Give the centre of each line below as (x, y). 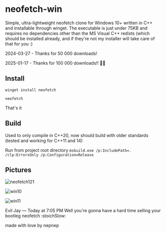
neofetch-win (34, 9)
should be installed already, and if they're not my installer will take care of (80, 39)
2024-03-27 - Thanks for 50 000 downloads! (51, 53)
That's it (14, 108)
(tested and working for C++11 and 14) (44, 140)
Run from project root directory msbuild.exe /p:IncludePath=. (68, 150)
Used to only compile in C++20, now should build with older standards (77, 135)
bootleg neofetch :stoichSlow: (36, 216)
